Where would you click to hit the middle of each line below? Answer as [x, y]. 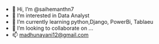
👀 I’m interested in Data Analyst [51, 15]
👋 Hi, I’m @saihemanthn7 [43, 9]
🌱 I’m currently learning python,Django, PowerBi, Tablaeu [82, 22]
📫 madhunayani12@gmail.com [50, 35]
